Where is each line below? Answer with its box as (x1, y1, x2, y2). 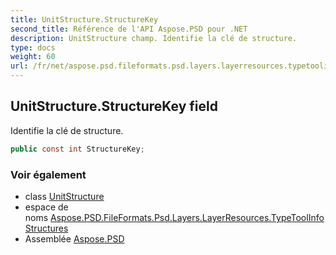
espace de (24, 201, 69, 213)
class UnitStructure (24, 190, 105, 202)
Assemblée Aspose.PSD (24, 232, 125, 245)
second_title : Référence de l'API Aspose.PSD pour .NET (10, 24, 248, 34)
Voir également (10, 167, 87, 181)
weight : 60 (10, 52, 56, 62)
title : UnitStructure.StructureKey (10, 14, 159, 25)
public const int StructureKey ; (10, 144, 145, 154)
